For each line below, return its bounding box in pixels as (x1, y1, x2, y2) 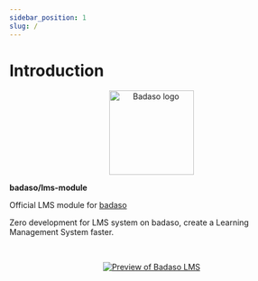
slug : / (9, 22, 39, 31)
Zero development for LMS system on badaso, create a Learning (9, 217, 250, 228)
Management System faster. (9, 227, 115, 238)
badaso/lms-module (9, 182, 88, 194)
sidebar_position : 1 (9, 13, 88, 23)
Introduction (9, 60, 105, 81)
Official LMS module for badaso (9, 200, 128, 211)
